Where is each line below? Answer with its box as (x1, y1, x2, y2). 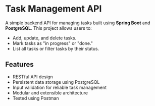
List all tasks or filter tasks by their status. (12, 45, 99, 51)
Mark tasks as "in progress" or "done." (12, 40, 93, 46)
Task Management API (5, 3, 102, 15)
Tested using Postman (12, 95, 59, 101)
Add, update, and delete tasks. (12, 35, 77, 41)
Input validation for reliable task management (12, 84, 107, 90)
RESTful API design (12, 74, 53, 80)
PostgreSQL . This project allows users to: (5, 25, 92, 31)
